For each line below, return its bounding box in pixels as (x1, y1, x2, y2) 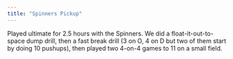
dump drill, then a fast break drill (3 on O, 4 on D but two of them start (26, 36, 227, 45)
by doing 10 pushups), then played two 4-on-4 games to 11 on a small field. (7, 44, 223, 52)
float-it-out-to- (171, 29, 214, 37)
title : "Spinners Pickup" (7, 10, 82, 17)
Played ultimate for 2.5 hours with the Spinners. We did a (7, 29, 170, 37)
